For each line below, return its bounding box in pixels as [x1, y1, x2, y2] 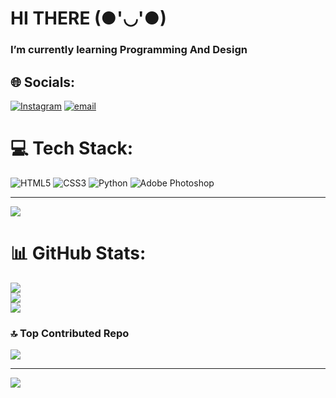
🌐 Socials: [10, 73, 76, 91]
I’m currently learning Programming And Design [10, 43, 248, 57]
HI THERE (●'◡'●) [10, 7, 167, 30]
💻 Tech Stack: [10, 137, 134, 160]
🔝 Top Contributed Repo [10, 326, 130, 340]
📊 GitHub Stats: [10, 242, 147, 265]
